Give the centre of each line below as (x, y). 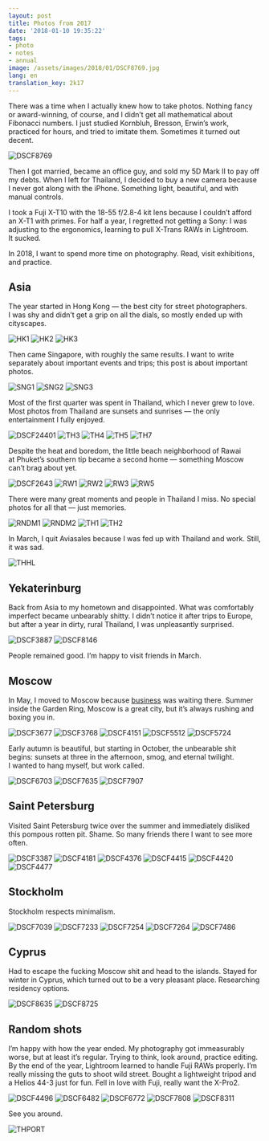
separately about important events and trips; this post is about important (128, 363)
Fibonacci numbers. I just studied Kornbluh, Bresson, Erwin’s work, (119, 123)
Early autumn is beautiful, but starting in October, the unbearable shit (122, 748)
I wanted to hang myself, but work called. (76, 765)
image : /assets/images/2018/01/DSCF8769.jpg (84, 68)
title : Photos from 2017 (50, 23)
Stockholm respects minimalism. (62, 911)
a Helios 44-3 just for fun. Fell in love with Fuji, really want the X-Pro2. (124, 1083)
